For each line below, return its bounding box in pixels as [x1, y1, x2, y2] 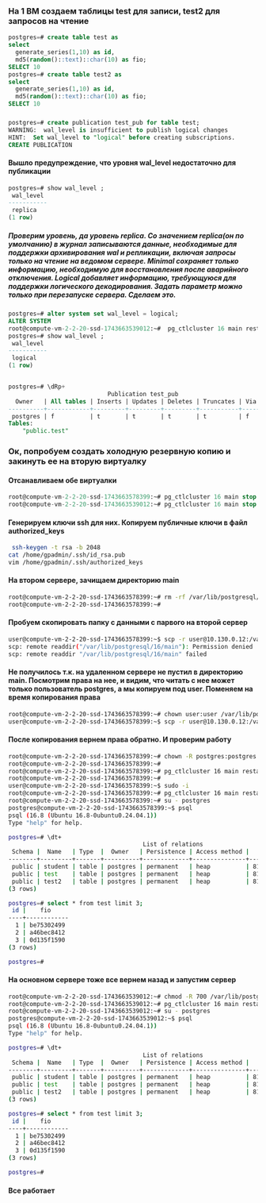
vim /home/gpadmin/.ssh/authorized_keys [8, 558, 144, 566]
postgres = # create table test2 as [8, 70, 123, 79]
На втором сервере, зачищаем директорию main [8, 576, 180, 585]
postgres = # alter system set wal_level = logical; [8, 310, 179, 318]
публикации [8, 167, 51, 176]
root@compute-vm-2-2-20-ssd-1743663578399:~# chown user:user [8, 710, 218, 718]
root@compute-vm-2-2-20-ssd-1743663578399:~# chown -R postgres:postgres [8, 752, 257, 760]
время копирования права [8, 692, 101, 702]
